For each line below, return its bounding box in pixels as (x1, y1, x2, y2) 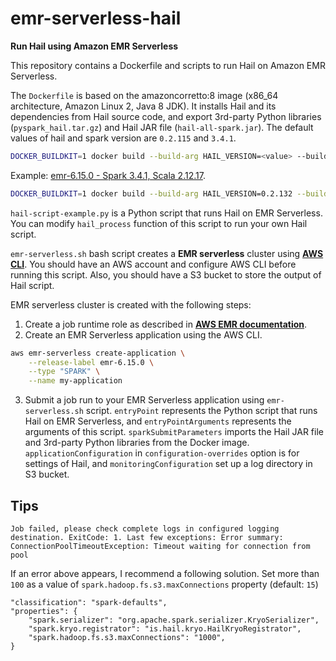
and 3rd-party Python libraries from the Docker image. (24, 437, 250, 449)
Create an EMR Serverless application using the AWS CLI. (24, 328, 263, 341)
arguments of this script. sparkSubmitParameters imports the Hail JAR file (24, 426, 324, 438)
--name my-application (28, 376, 123, 386)
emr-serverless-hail (10, 7, 182, 30)
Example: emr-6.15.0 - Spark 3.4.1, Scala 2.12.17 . (10, 169, 206, 181)
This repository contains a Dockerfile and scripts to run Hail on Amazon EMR (10, 59, 326, 71)
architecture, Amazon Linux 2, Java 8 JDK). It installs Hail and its (10, 100, 277, 112)
